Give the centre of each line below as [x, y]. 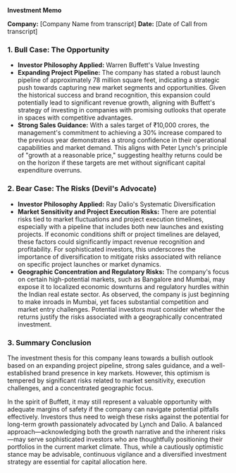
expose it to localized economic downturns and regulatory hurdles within [123, 286]
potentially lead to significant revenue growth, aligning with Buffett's [116, 103]
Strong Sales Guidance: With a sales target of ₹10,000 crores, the [113, 125]
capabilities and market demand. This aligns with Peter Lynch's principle [122, 148]
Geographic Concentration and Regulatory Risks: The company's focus [123, 271]
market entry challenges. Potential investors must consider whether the [121, 309]
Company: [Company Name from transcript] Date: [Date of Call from [107, 24]
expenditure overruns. [50, 170]
